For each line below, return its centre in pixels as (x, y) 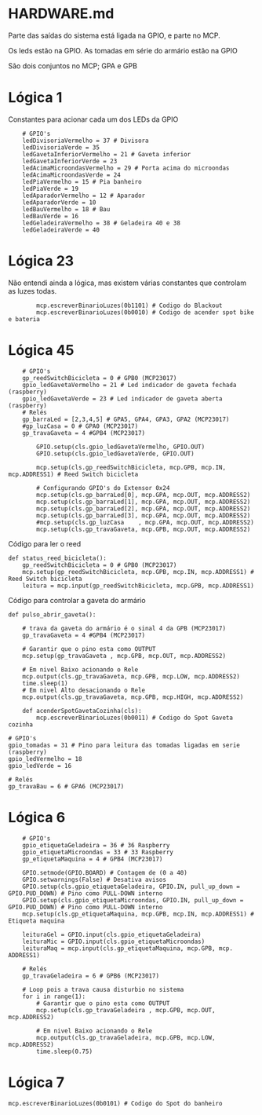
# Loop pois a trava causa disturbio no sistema (103, 989)
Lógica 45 (41, 350)
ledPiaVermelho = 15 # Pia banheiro (82, 181)
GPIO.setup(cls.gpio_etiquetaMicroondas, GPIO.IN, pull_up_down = (133, 900)
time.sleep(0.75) (64, 1051)
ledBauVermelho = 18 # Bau (66, 209)
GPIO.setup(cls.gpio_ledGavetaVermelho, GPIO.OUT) (121, 447)
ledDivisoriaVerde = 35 (61, 147)
